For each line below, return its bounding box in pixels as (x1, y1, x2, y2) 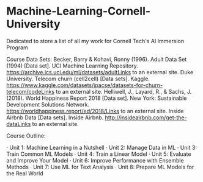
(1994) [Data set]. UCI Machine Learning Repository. (6, 62, 139, 69)
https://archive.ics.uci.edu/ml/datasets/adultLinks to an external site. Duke (6, 68, 194, 75)
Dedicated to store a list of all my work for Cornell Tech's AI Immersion (6, 37, 185, 44)
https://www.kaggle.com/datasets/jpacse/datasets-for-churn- (6, 81, 163, 89)
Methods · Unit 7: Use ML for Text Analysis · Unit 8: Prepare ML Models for (6, 163, 194, 170)
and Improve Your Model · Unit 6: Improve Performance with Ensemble (6, 156, 185, 164)
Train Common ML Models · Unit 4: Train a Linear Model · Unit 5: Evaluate (6, 150, 191, 158)
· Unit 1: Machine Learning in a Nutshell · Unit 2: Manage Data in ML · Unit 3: (6, 144, 197, 151)
